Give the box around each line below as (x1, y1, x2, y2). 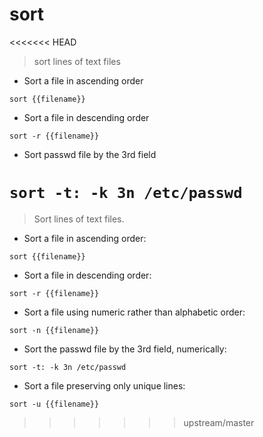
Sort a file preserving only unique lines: (23, 379, 186, 392)
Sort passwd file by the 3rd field (23, 148, 157, 160)
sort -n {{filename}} (9, 325, 100, 335)
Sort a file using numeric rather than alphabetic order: (23, 306, 246, 318)
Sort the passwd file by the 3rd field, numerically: (23, 343, 227, 355)
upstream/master (183, 416, 255, 428)
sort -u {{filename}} (9, 399, 100, 409)
